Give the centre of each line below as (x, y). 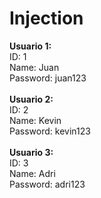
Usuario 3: (31, 152)
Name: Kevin (35, 120)
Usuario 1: (30, 46)
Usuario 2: (31, 99)
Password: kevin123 (50, 131)
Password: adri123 (47, 184)
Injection (46, 18)
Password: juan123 (48, 78)
